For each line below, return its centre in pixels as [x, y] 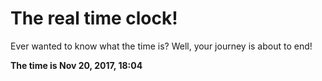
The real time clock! [94, 18]
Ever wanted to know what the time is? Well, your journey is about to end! [161, 46]
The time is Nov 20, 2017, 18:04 [76, 65]
